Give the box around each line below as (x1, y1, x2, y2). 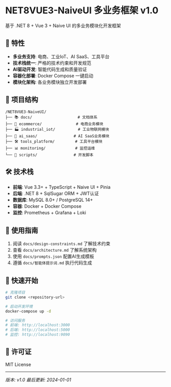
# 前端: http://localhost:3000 (5, 323, 70, 328)
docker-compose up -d (5, 308, 51, 314)
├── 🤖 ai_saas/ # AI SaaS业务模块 (5, 133, 109, 138)
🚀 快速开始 (5, 276, 38, 285)
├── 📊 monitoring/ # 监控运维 (5, 146, 95, 151)
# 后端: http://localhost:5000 (5, 327, 70, 332)
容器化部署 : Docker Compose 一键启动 (12, 72, 94, 79)
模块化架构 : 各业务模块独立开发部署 (12, 79, 87, 85)
